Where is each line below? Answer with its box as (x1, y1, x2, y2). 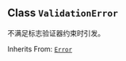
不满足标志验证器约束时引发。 (7, 28, 105, 38)
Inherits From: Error (7, 44, 73, 54)
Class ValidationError (7, 6, 119, 20)
